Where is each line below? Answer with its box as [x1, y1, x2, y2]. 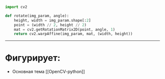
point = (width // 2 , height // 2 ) [14, 22, 87, 27]
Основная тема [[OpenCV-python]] [12, 69, 85, 75]
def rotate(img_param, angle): [5, 13, 69, 18]
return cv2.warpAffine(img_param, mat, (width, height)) [14, 32, 133, 37]
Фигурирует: [5, 53, 60, 63]
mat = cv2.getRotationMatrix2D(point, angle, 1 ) [14, 27, 115, 32]
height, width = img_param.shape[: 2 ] [14, 18, 91, 23]
